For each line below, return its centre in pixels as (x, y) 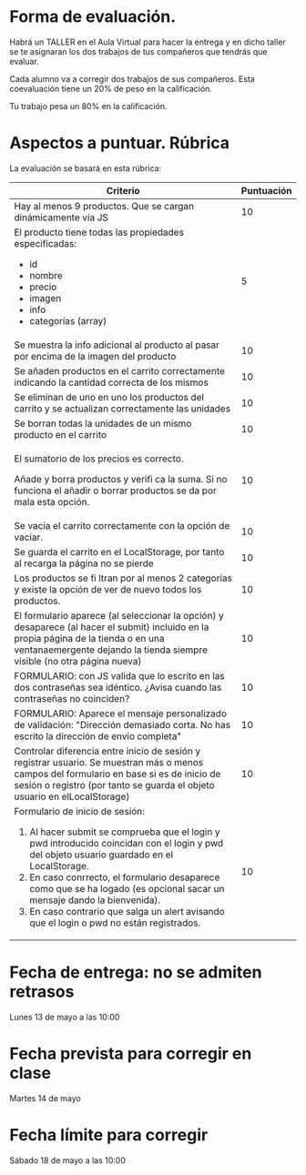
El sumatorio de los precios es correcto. (99, 459)
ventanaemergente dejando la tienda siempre (111, 650)
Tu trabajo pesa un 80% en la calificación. (88, 106)
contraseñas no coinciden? (72, 698)
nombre (46, 275)
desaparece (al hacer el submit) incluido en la (112, 627)
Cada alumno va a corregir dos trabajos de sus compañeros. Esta (132, 78)
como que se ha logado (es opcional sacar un (127, 888)
